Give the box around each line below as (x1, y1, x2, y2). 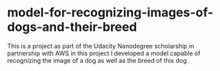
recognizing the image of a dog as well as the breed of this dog (7, 56, 188, 64)
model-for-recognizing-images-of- (7, 5, 214, 20)
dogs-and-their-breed (7, 19, 137, 35)
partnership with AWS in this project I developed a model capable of (7, 49, 201, 57)
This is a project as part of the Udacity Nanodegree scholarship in (7, 42, 194, 50)
